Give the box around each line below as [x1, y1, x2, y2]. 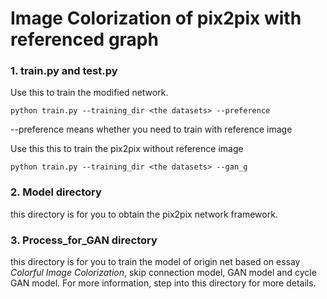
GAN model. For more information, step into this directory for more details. [10, 277, 317, 289]
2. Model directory [10, 185, 102, 199]
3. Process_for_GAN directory [10, 233, 158, 247]
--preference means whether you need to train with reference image [10, 123, 293, 136]
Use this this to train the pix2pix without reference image [10, 143, 244, 155]
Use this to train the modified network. [10, 87, 169, 99]
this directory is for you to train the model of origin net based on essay [10, 256, 301, 268]
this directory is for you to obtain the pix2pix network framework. [10, 208, 278, 220]
